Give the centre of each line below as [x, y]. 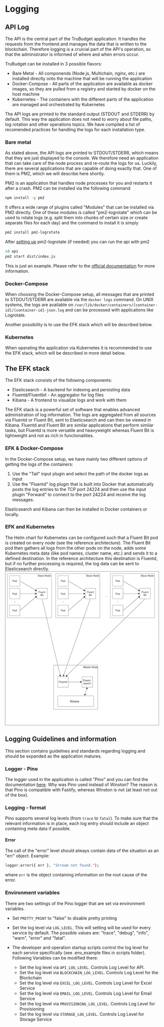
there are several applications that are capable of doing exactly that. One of [81, 168]
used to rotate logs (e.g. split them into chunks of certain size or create [76, 218]
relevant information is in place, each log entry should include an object [77, 824]
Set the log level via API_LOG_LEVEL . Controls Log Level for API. [82, 967]
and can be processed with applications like [109, 310]
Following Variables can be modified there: [55, 958]
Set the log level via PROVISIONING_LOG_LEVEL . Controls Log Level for [87, 1004]
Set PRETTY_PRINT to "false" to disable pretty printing [64, 918]
